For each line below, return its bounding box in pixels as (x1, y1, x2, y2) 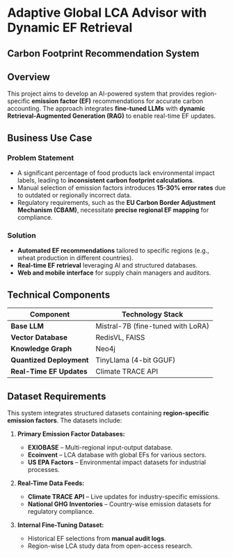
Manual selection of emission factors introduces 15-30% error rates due (17, 183, 226, 192)
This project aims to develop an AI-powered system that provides (7, 89, 195, 98)
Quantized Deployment (10, 356, 89, 365)
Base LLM (10, 321, 44, 331)
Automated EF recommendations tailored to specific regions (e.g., (17, 246, 210, 255)
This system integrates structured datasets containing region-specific (7, 409, 209, 417)
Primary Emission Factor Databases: (17, 430, 125, 438)
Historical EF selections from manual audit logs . (27, 535, 166, 542)
